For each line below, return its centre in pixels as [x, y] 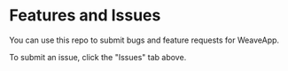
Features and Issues [85, 16]
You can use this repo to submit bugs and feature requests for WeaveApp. [144, 40]
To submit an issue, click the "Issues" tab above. [98, 57]
